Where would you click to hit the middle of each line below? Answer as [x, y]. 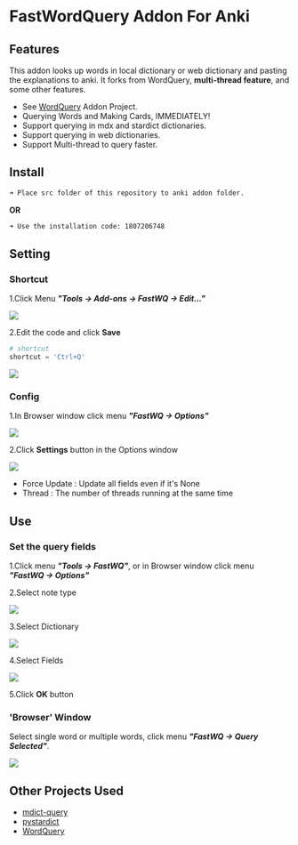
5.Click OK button [41, 694]
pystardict [40, 822]
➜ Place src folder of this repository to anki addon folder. [127, 193]
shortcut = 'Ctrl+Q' [48, 358]
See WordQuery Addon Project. [80, 107]
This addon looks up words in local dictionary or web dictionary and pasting [148, 70]
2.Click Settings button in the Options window [93, 450]
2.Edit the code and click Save [65, 333]
